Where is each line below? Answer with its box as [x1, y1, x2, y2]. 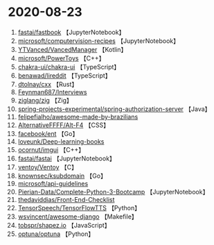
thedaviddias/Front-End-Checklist [17, 195, 115, 203]
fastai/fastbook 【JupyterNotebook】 [17, 28, 125, 36]
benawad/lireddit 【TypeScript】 [17, 71, 112, 80]
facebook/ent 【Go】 [17, 129, 79, 137]
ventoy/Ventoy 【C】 [17, 162, 78, 171]
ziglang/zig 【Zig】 [17, 96, 73, 104]
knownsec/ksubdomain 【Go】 [17, 171, 107, 180]
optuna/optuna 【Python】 [17, 230, 95, 238]
